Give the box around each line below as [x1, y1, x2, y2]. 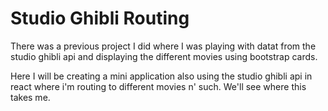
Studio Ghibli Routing [10, 7, 190, 30]
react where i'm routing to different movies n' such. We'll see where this [10, 80, 307, 92]
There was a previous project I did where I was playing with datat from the [10, 40, 317, 52]
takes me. [10, 91, 51, 103]
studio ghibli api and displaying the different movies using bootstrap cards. [10, 50, 318, 62]
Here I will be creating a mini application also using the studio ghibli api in [10, 70, 313, 82]
